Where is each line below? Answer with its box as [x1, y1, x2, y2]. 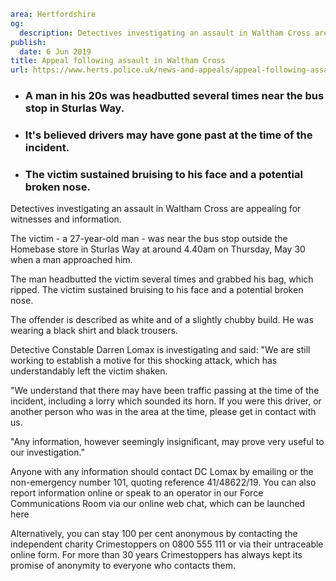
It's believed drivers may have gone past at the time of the [24, 128, 313, 142]
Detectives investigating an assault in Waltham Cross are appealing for [10, 203, 302, 215]
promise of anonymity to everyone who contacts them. [10, 560, 237, 572]
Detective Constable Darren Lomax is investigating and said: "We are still [10, 344, 311, 356]
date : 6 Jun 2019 [19, 46, 92, 57]
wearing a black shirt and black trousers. [10, 325, 178, 337]
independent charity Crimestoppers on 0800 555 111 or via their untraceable [10, 538, 324, 550]
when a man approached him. [10, 254, 133, 266]
